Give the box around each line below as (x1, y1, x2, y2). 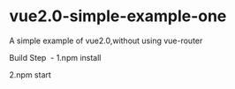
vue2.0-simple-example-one (9, 6, 227, 26)
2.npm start (9, 69, 51, 80)
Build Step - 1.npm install (9, 52, 102, 63)
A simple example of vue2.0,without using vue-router (9, 35, 203, 46)
